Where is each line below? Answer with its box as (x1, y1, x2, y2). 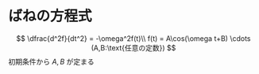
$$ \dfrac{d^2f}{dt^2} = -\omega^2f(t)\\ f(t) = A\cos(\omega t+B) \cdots (15, 33, 251, 43)
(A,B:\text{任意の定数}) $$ (91, 43, 176, 52)
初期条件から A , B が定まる (8, 57, 95, 66)
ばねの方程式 (8, 7, 93, 25)
